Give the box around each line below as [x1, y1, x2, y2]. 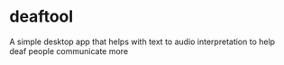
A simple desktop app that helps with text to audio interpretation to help [9, 36, 276, 47]
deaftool [9, 6, 74, 27]
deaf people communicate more [9, 45, 129, 56]
